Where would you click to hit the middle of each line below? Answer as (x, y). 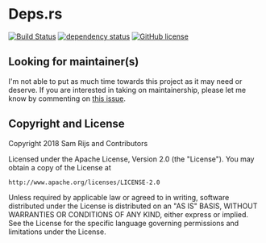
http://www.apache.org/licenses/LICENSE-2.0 (84, 182)
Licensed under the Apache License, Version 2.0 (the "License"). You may (131, 159)
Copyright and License (66, 124)
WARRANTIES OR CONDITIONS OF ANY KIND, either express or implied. (128, 214)
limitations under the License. (57, 232)
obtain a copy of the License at (60, 167)
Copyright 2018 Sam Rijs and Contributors (78, 143)
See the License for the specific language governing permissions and (124, 223)
